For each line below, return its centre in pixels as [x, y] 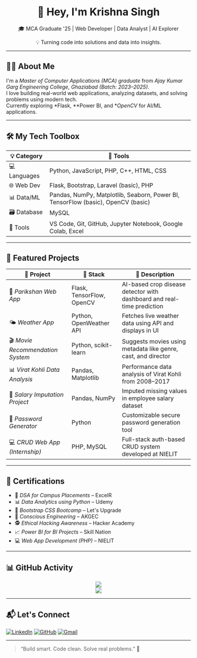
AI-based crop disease [154, 284]
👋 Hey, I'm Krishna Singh [98, 12]
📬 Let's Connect [38, 615]
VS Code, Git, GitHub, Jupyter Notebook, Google [116, 223]
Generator [23, 426]
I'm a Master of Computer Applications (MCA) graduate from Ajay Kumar [94, 80]
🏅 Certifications [35, 481]
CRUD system [141, 447]
